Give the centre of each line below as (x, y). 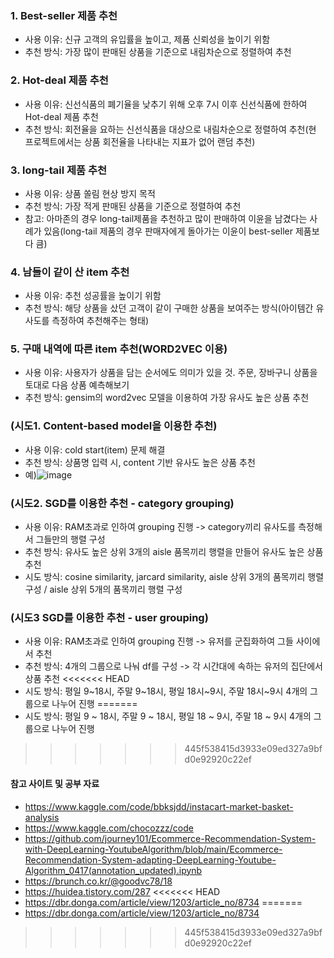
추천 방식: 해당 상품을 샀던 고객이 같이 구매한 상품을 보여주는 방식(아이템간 (169, 308)
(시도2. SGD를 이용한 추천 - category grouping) (122, 503)
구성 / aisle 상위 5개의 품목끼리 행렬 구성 (103, 589)
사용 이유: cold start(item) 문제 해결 (95, 449)
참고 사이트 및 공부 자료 (55, 783)
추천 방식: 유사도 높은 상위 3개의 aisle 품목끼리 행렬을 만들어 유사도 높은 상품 (174, 552)
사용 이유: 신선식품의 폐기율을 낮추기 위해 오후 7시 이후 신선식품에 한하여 (166, 104)
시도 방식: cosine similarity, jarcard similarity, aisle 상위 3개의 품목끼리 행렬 (174, 577)
